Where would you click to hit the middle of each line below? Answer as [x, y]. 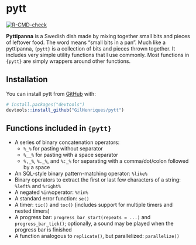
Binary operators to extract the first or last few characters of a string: [98, 180]
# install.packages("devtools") [45, 105]
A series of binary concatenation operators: [67, 142]
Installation [27, 80]
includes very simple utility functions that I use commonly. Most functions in [98, 55]
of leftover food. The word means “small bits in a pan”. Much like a [86, 42]
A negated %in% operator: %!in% [51, 192]
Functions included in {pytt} [59, 128]
